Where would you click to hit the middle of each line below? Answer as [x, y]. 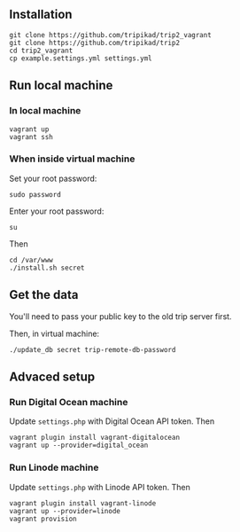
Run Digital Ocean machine [69, 402]
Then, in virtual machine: [54, 333]
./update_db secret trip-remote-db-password [93, 349]
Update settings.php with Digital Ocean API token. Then [112, 421]
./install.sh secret [47, 268]
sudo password [35, 194]
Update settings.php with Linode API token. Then [100, 487]
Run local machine [61, 86]
